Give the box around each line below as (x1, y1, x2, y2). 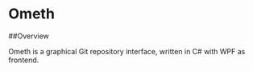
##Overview (8, 31, 50, 41)
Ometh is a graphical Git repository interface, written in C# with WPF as (8, 46, 246, 56)
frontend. (8, 55, 39, 65)
